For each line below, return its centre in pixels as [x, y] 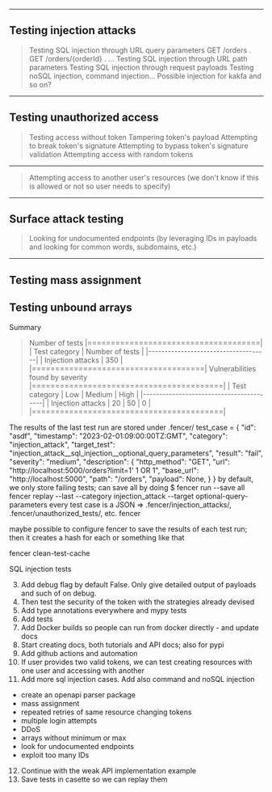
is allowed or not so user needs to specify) [100, 186]
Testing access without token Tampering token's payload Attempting [143, 137]
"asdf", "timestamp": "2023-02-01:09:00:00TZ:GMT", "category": [119, 436]
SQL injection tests [40, 569]
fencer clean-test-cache [50, 553]
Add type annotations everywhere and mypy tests [104, 610]
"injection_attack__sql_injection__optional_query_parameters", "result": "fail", [136, 453]
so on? [40, 84]
